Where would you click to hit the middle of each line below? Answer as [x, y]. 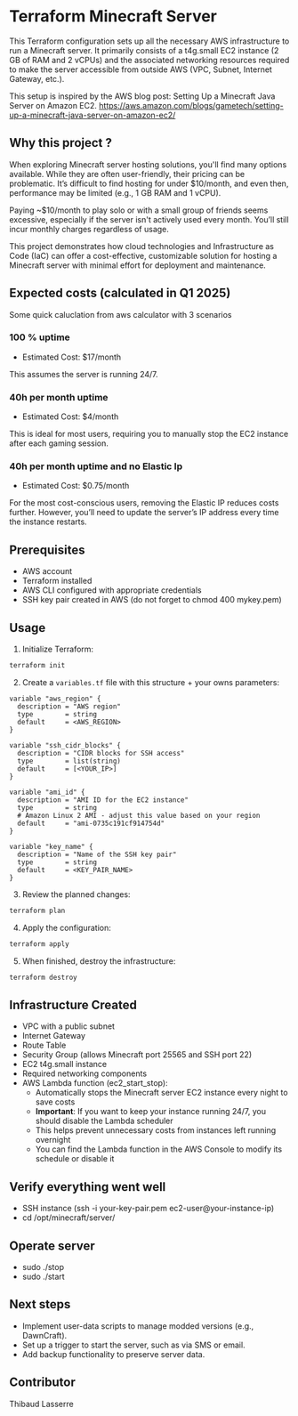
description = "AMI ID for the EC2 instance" [103, 800]
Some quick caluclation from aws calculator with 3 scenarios [121, 314]
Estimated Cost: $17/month [72, 357]
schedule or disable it [75, 1159]
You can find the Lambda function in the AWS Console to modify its [159, 1149]
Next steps [40, 1304]
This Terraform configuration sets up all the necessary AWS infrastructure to [149, 41]
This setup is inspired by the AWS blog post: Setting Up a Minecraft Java [142, 96]
